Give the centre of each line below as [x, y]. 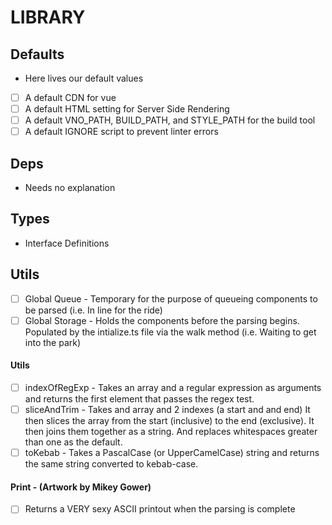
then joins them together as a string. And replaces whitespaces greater [171, 432]
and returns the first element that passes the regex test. [139, 399]
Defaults [37, 54]
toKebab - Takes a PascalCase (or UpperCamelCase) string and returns [172, 453]
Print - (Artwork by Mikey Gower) [81, 487]
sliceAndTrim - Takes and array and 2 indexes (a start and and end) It [167, 410]
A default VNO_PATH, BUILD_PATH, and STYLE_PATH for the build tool [170, 120]
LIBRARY [48, 17]
